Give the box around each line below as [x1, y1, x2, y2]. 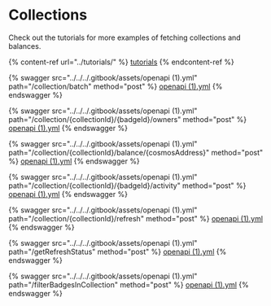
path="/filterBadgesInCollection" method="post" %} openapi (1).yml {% [8, 279, 250, 290]
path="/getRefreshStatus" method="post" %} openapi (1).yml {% [8, 247, 227, 256]
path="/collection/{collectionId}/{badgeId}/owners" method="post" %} [8, 114, 247, 124]
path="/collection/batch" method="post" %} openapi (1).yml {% [8, 81, 223, 91]
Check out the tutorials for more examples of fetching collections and [8, 33, 242, 42]
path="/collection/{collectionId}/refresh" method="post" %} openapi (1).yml [8, 213, 263, 223]
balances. [8, 41, 42, 50]
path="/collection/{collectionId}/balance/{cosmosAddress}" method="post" [8, 147, 264, 157]
